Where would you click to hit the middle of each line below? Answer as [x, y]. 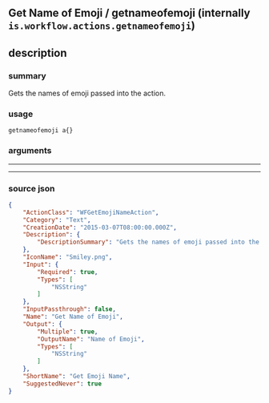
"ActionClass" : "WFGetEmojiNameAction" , [91, 212]
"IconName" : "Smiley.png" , [68, 257]
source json [32, 188]
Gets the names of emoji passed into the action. [87, 93]
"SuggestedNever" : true [62, 384]
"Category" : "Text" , [57, 220]
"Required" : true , [68, 272]
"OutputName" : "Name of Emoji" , [91, 339]
